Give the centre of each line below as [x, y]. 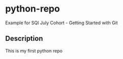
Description [24, 39]
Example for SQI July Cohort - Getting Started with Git [61, 23]
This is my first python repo [34, 50]
